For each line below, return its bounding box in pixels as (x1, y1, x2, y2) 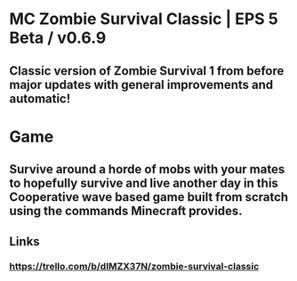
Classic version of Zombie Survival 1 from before (9, 63, 285, 78)
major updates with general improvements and (9, 76, 274, 92)
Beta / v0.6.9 (9, 28, 107, 48)
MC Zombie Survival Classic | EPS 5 (9, 9, 278, 29)
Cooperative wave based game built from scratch (9, 189, 289, 205)
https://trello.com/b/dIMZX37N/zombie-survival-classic (9, 261, 260, 273)
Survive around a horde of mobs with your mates (9, 162, 285, 177)
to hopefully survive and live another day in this (9, 176, 278, 191)
